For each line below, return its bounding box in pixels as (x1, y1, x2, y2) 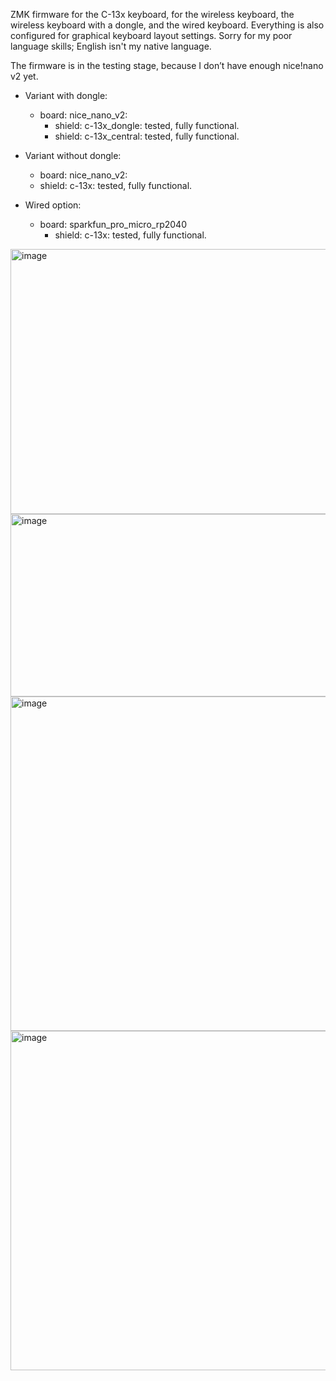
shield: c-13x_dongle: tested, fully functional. (54, 120, 240, 131)
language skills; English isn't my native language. (10, 40, 212, 52)
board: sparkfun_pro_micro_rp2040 (39, 219, 187, 230)
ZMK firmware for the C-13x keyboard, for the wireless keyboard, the (10, 9, 295, 20)
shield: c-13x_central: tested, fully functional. (54, 130, 240, 142)
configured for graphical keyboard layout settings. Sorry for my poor (10, 30, 293, 41)
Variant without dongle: (24, 150, 122, 161)
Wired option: (24, 199, 82, 211)
